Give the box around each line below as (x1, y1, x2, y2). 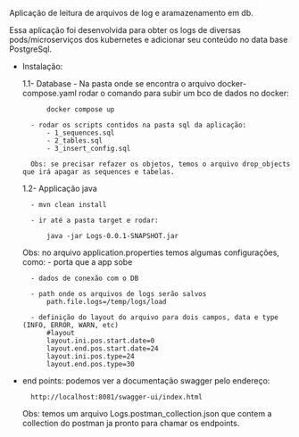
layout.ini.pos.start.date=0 (46, 336, 155, 345)
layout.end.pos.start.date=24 (46, 344, 159, 353)
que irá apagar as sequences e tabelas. (21, 168, 175, 177)
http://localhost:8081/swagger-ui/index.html (30, 392, 203, 401)
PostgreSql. (9, 44, 52, 54)
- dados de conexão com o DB (30, 274, 139, 283)
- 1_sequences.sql (46, 128, 115, 137)
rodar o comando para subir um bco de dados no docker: (79, 88, 290, 98)
